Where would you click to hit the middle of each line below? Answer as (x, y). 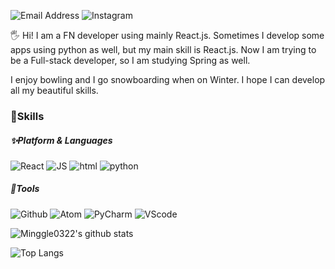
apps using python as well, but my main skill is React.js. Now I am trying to (163, 49)
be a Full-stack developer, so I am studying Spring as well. (130, 60)
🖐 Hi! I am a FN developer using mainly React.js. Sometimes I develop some (167, 35)
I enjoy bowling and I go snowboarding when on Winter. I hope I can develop (168, 79)
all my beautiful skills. (54, 90)
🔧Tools (25, 189)
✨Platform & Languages (61, 140)
